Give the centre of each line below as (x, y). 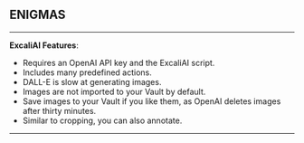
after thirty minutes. (59, 110)
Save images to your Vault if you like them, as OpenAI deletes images (152, 101)
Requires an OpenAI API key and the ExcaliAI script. (119, 62)
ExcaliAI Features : (44, 45)
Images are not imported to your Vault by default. (114, 91)
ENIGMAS (38, 15)
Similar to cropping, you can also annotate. (102, 120)
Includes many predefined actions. (87, 72)
